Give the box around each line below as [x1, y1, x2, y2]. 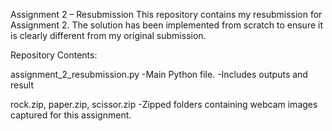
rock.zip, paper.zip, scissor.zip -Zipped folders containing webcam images [10, 99, 318, 110]
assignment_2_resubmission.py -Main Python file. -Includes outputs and [10, 69, 308, 80]
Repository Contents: [10, 49, 98, 61]
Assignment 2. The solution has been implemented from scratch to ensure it [10, 19, 323, 31]
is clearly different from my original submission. [10, 30, 207, 41]
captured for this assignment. [10, 109, 132, 121]
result [10, 79, 35, 91]
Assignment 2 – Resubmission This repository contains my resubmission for [10, 9, 323, 20]
